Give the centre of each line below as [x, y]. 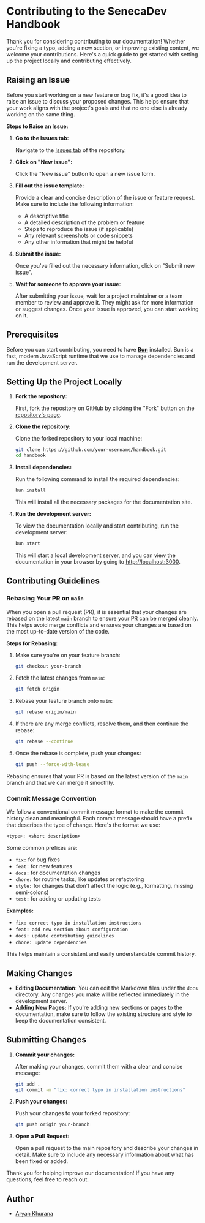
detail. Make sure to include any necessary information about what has [104, 1155]
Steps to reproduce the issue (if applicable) [79, 229]
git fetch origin [37, 689]
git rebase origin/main [46, 712]
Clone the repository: [43, 426]
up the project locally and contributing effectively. [69, 61]
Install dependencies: [43, 468]
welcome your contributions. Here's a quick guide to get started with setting [102, 54]
